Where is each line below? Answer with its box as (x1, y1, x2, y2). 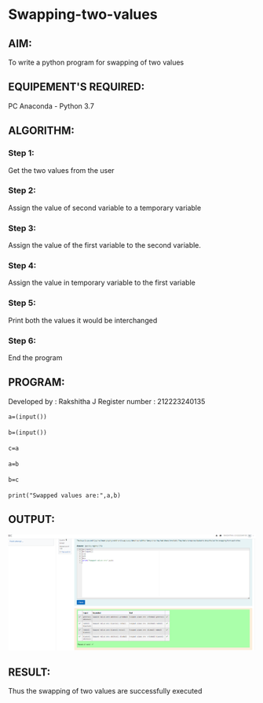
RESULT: (8, 665, 51, 679)
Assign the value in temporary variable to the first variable (8, 278, 196, 288)
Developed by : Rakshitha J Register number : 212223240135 (8, 396, 206, 406)
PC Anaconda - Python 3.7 (8, 101, 94, 111)
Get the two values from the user (8, 165, 115, 175)
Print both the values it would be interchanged (8, 315, 158, 325)
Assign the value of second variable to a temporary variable (8, 203, 202, 212)
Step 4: (8, 260, 37, 271)
